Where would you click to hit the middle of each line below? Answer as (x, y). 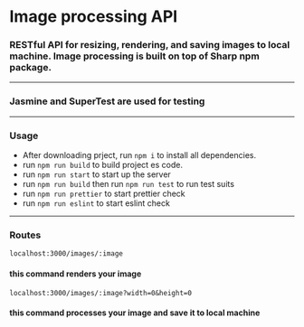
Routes (25, 235)
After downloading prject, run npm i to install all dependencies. (139, 155)
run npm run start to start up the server (97, 174)
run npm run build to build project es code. (103, 165)
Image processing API (94, 17)
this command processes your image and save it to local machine (135, 313)
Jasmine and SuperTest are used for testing (107, 101)
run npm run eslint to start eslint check (96, 203)
